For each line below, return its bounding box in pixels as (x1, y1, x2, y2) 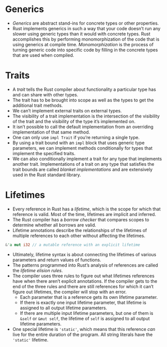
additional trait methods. (12, 102, 63, 108)
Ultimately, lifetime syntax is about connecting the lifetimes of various (12, 251, 156, 257)
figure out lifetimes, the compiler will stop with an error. (12, 289, 127, 295)
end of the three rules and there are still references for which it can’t (12, 283, 154, 289)
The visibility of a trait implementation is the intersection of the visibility (12, 113, 160, 119)
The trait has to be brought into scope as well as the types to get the (12, 97, 154, 103)
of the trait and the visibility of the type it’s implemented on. (12, 118, 135, 124)
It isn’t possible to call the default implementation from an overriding (12, 124, 154, 130)
